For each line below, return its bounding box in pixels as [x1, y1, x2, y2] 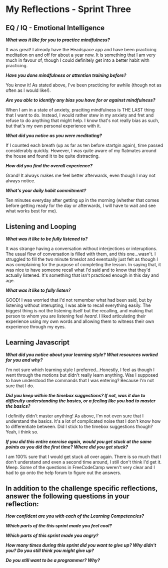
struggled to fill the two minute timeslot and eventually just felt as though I [5, 256, 158, 262]
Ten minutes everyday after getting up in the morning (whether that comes [5, 197, 159, 203]
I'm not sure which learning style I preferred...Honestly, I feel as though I [5, 367, 154, 373]
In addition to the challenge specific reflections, [5, 484, 158, 493]
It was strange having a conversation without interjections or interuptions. [5, 245, 157, 252]
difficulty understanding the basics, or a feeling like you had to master [5, 398, 156, 404]
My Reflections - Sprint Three [5, 4, 131, 15]
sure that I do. [5, 383, 34, 389]
